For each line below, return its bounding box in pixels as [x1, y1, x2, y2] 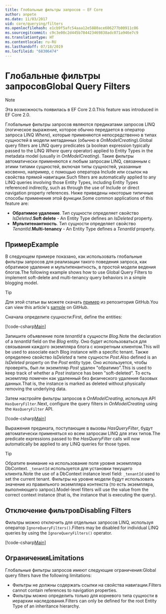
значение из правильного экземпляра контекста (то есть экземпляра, [5, 482, 155, 488]
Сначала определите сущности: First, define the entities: [5, 314, 122, 320]
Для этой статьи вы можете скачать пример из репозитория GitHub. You [5, 299, 159, 305]
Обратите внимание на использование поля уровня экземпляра [5, 460, 142, 466]
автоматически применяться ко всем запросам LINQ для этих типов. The [5, 430, 161, 436]
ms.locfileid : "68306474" [5, 49, 58, 54]
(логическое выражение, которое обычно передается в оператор [5, 127, 145, 133]
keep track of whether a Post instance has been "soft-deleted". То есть [5, 370, 151, 376]
